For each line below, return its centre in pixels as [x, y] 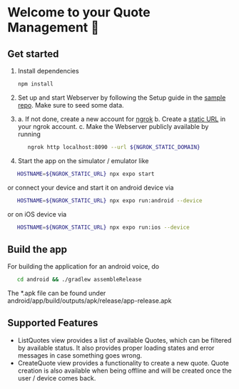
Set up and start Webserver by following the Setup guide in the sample [122, 98]
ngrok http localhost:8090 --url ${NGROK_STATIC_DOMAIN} [114, 147]
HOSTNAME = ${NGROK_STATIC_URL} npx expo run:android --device [110, 200]
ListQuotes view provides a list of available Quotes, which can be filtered [124, 340]
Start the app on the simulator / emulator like [83, 160]
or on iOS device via [37, 214]
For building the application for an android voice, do [83, 266]
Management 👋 [54, 27]
